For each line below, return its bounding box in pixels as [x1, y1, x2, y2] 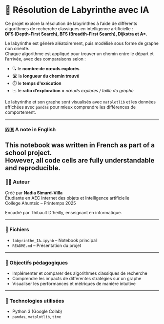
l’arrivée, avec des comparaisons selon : [5, 56, 86, 61]
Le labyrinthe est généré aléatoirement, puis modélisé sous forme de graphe [5, 40, 159, 46]
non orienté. [5, 45, 30, 51]
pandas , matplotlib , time [12, 314, 61, 320]
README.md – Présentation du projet [12, 243, 82, 248]
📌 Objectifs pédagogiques [5, 259, 68, 266]
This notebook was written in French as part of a [5, 141, 155, 149]
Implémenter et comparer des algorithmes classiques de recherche [12, 270, 148, 276]
